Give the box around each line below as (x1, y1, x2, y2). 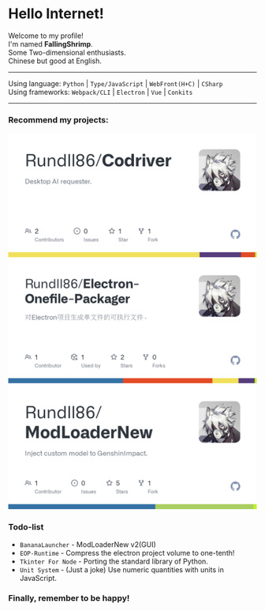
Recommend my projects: (8, 114, 109, 125)
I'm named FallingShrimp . (8, 39, 93, 48)
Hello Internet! (8, 5, 104, 23)
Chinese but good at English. (8, 56, 103, 66)
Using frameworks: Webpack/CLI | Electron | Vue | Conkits (8, 87, 193, 96)
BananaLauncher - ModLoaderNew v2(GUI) (19, 539, 156, 549)
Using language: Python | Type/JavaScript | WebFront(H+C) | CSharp (8, 78, 223, 88)
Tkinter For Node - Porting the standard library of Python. (19, 556, 209, 566)
